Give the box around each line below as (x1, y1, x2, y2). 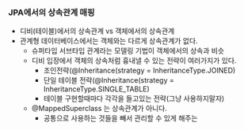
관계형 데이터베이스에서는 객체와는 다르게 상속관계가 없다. (19, 36, 198, 46)
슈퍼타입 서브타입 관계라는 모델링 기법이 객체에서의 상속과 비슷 (31, 46, 224, 56)
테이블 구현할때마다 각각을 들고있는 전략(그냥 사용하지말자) (43, 94, 225, 103)
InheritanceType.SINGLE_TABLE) (43, 84, 151, 94)
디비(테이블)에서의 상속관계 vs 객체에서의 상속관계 (19, 26, 175, 36)
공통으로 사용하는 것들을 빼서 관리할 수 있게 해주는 (43, 113, 198, 123)
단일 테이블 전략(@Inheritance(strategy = (43, 76, 174, 85)
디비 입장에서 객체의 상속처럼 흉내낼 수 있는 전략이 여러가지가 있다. (31, 56, 237, 65)
